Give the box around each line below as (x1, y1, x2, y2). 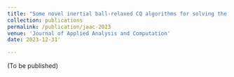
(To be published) (7, 62, 58, 70)
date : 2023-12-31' (7, 36, 61, 43)
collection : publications (7, 17, 83, 24)
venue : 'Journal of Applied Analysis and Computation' (7, 29, 171, 37)
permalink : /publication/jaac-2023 (7, 23, 111, 30)
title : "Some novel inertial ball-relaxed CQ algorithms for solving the (7, 10, 228, 17)
